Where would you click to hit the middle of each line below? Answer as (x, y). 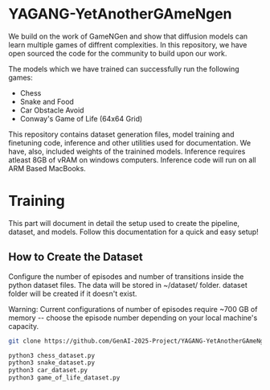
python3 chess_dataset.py (51, 355)
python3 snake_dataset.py (51, 363)
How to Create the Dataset (76, 257)
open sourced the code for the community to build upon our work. (118, 53)
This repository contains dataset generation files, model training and (121, 134)
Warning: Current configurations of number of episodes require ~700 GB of (133, 309)
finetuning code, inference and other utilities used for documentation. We (130, 142)
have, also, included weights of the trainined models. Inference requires (127, 151)
